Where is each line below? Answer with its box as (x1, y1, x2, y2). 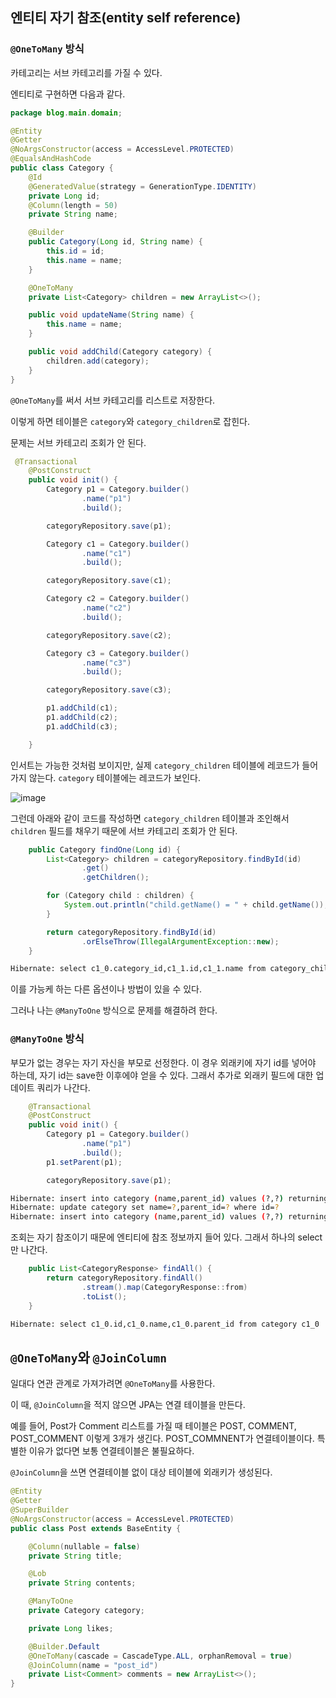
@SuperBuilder (10, 1505, 70, 1515)
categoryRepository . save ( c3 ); (46, 685, 172, 695)
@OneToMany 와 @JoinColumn (10, 1349, 167, 1366)
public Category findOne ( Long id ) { (28, 844, 182, 855)
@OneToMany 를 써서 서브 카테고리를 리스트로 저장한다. (10, 394, 216, 406)
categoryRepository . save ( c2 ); (46, 630, 172, 640)
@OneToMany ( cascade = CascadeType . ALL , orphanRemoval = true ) (28, 1651, 293, 1661)
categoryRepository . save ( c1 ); (46, 576, 172, 586)
